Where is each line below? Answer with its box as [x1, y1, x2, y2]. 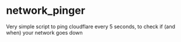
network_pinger [6, 4, 86, 17]
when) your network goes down [6, 29, 83, 36]
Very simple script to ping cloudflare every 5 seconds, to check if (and [6, 23, 176, 30]
